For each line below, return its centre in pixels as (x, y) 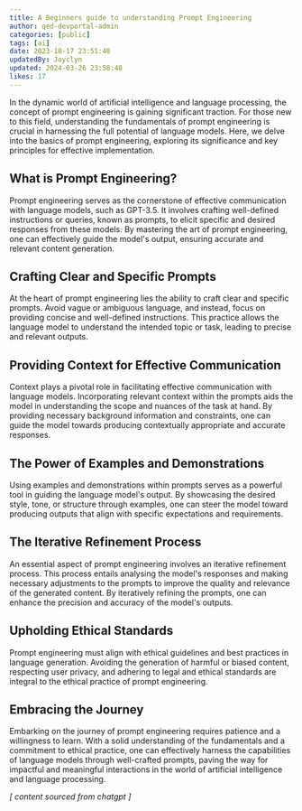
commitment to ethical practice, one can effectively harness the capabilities (150, 750)
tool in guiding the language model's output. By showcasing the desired (142, 494)
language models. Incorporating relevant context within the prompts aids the (151, 396)
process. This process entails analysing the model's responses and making (149, 573)
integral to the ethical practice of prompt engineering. (109, 681)
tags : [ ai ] (30, 43)
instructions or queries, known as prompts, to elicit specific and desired (142, 219)
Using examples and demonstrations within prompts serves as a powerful (146, 485)
